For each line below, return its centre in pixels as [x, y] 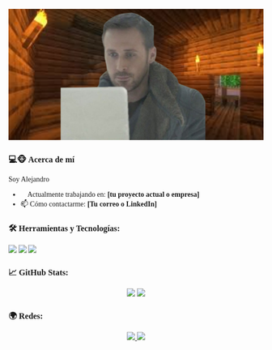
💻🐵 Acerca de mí [42, 159]
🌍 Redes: [25, 316]
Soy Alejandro [29, 179]
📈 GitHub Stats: [38, 272]
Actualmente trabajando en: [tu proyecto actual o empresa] [113, 195]
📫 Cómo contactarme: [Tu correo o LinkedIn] [89, 205]
